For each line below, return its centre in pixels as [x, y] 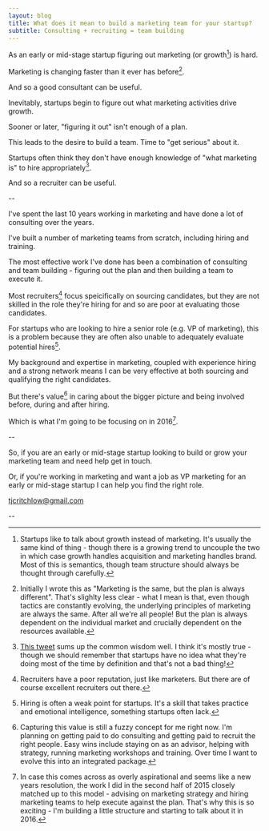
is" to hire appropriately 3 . [50, 167]
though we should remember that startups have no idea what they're [133, 655]
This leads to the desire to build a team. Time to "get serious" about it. [124, 142]
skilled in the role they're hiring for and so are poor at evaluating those [124, 304]
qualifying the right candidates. [60, 379]
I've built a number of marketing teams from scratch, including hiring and [129, 238]
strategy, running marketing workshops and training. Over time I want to [139, 753]
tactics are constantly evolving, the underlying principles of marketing [135, 605]
